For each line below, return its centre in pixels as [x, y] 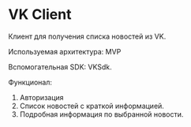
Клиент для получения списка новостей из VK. [87, 36]
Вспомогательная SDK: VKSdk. [60, 67]
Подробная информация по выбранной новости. [101, 114]
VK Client [40, 15]
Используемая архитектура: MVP [65, 51]
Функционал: [30, 82]
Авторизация [42, 97]
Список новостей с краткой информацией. [92, 106]
